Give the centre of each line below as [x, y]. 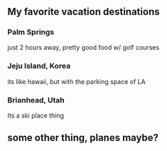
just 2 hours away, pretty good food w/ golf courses [83, 48]
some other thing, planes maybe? [83, 138]
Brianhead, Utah [36, 100]
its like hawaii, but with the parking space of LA [76, 81]
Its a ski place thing [36, 115]
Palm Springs [31, 32]
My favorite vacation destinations [83, 12]
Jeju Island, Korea [39, 66]
